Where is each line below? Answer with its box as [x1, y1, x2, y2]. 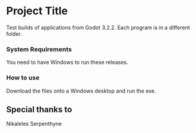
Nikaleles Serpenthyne [6, 120, 62, 128]
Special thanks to [6, 104, 72, 115]
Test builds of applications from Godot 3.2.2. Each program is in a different [6, 24, 190, 31]
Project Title [6, 4, 68, 18]
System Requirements [6, 45, 72, 53]
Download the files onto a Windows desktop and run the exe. [6, 87, 157, 94]
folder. [6, 30, 22, 37]
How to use [6, 73, 40, 82]
